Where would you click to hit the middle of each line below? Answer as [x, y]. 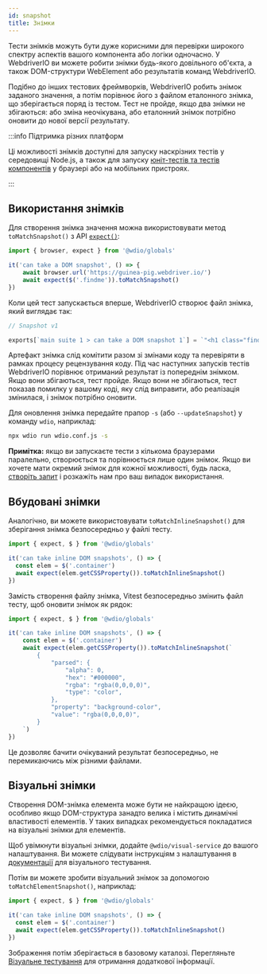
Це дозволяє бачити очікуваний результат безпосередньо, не [113, 752]
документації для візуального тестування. [80, 863]
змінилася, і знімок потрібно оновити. [73, 397]
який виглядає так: [41, 311]
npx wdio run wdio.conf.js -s [58, 436]
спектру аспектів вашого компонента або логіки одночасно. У [114, 54]
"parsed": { [70, 663]
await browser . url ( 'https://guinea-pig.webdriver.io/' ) [117, 273]
